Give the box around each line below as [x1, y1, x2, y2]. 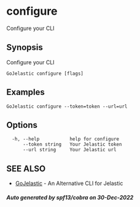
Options [6, 119, 38, 130]
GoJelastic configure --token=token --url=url [6, 103, 128, 110]
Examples [6, 87, 45, 97]
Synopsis [6, 42, 43, 53]
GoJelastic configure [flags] [6, 70, 84, 77]
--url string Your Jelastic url [22, 147, 117, 153]
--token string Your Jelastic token [22, 141, 122, 148]
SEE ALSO [6, 164, 46, 174]
